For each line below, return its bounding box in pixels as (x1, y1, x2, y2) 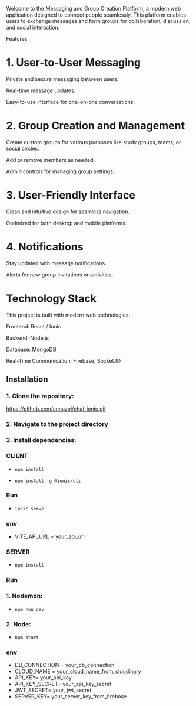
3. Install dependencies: (6, 436, 77, 444)
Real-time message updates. (6, 87, 76, 94)
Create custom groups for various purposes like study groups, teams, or (6, 138, 181, 145)
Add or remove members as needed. (6, 156, 95, 163)
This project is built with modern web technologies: (6, 311, 131, 318)
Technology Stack (6, 292, 97, 305)
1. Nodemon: (6, 592, 43, 600)
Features (6, 35, 28, 42)
